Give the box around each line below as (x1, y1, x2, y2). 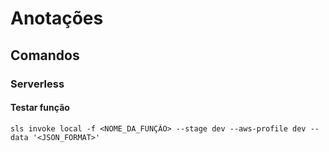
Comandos (10, 47, 80, 64)
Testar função (10, 102, 70, 114)
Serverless (10, 77, 65, 91)
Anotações (10, 7, 104, 30)
